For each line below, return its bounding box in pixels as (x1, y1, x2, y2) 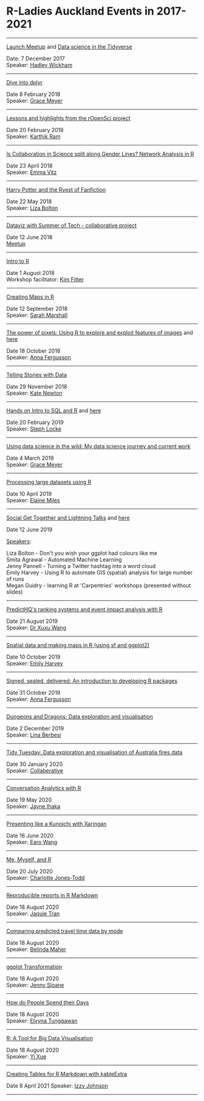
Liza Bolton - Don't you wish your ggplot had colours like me (6, 549, 158, 557)
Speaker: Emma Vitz (6, 168, 57, 176)
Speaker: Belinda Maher (6, 945, 67, 953)
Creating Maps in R (6, 293, 55, 300)
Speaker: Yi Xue (6, 1052, 47, 1060)
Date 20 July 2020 (6, 867, 53, 875)
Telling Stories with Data (6, 371, 67, 378)
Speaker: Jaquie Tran (6, 909, 60, 917)
